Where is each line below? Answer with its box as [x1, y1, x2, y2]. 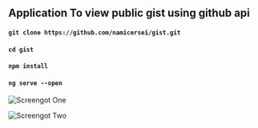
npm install [8, 62, 48, 70]
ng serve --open [8, 79, 62, 87]
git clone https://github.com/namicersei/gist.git [8, 28, 181, 37]
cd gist [8, 46, 34, 54]
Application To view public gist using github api [8, 6, 250, 20]
